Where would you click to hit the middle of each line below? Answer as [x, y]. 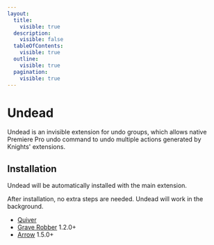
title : [23, 20]
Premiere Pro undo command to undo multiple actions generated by [104, 139]
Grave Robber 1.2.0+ [47, 228]
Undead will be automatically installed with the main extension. [97, 186]
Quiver [27, 220]
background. [25, 207]
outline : [26, 59]
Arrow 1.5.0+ [35, 235]
